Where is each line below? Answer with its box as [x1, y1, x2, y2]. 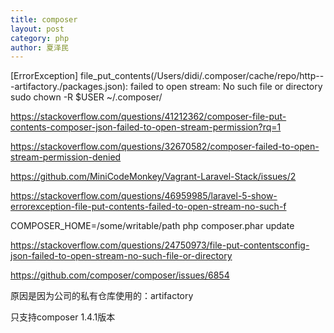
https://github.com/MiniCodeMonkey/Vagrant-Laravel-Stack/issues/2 [10, 171, 297, 183]
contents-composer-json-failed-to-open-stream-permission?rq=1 [10, 121, 282, 133]
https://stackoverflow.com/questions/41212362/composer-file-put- [10, 111, 287, 123]
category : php [10, 33, 70, 43]
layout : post [10, 24, 65, 34]
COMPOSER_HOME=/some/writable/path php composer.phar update [10, 220, 295, 232]
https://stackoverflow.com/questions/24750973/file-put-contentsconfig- [10, 239, 310, 251]
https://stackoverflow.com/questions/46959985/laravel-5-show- [10, 190, 278, 202]
